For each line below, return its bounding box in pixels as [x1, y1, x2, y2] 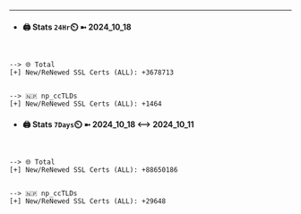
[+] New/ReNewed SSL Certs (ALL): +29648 [9, 197, 167, 206]
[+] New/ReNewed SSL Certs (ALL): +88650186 [9, 166, 178, 175]
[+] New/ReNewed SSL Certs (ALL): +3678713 [9, 68, 175, 77]
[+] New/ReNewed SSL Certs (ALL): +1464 [9, 99, 163, 108]
